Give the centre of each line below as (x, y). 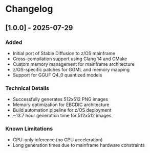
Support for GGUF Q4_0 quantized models (57, 75)
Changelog (29, 9)
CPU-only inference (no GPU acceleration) (58, 140)
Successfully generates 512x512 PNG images (60, 99)
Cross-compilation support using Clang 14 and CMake (70, 59)
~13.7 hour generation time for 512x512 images (62, 116)
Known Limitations (29, 129)
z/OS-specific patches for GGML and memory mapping (71, 69)
